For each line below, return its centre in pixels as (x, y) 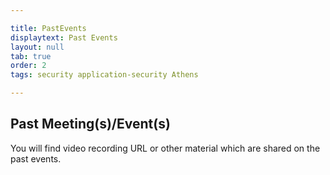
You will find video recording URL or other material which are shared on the (165, 148)
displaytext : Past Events (64, 37)
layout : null (37, 47)
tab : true (31, 56)
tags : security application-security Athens (104, 75)
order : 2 (28, 66)
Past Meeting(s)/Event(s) (90, 124)
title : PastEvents (48, 28)
